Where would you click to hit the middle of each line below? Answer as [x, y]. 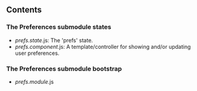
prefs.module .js [34, 81]
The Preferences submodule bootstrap [64, 69]
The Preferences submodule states [59, 27]
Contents [24, 10]
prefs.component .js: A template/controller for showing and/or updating [103, 46]
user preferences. [37, 53]
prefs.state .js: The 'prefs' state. [54, 40]
